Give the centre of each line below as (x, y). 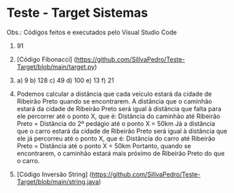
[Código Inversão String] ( (54, 174)
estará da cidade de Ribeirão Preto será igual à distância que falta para (119, 108)
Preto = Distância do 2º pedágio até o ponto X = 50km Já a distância (116, 123)
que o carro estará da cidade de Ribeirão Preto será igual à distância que (122, 131)
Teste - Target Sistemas (77, 13)
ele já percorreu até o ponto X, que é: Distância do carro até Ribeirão (116, 138)
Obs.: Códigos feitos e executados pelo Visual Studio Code (92, 32)
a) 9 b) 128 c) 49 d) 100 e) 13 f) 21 (65, 80)
